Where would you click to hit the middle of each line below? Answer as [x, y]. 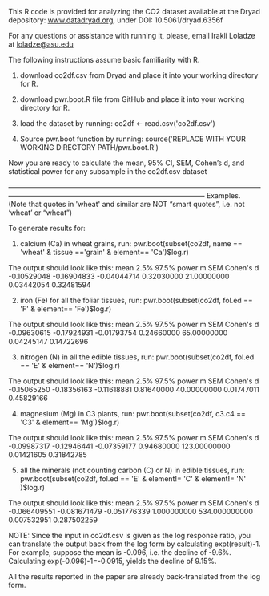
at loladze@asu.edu [41, 44]
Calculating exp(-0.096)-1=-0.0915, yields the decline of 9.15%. [112, 561]
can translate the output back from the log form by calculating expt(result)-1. [134, 544]
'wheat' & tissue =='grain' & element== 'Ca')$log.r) [104, 252]
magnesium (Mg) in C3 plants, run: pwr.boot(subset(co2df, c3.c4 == [132, 414]
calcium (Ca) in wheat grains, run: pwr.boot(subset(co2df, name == [131, 243]
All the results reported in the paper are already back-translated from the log [134, 576]
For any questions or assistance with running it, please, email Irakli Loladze [132, 36]
